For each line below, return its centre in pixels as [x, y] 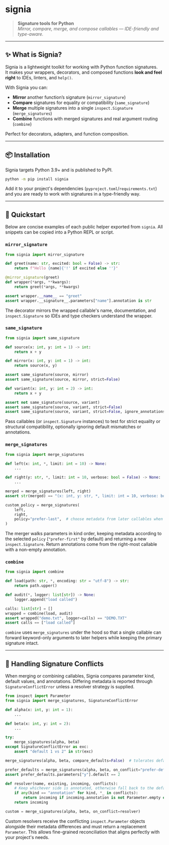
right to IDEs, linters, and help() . [39, 77]
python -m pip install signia [37, 179]
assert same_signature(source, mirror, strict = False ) [63, 380]
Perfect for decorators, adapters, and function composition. [67, 134]
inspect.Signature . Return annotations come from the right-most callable [81, 544]
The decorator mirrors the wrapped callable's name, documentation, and [80, 310]
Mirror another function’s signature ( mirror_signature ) [69, 97]
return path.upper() [36, 586]
